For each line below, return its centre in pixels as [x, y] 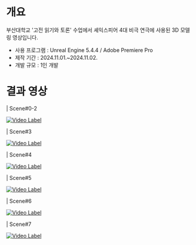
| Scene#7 [19, 224]
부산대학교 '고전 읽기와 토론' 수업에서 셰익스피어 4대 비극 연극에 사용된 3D [93, 30]
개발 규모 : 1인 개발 [36, 65]
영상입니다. [25, 37]
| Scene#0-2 [22, 108]
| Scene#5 [19, 177]
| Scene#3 [19, 131]
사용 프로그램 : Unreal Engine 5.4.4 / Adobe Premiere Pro [84, 50]
